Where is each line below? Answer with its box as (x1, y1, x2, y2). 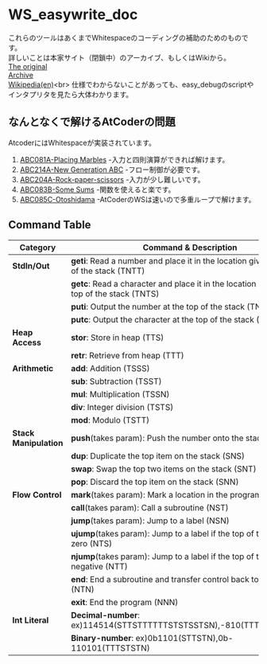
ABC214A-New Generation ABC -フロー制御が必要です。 (19, 165, 205, 174)
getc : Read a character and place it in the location (71, 278, 257, 289)
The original (8, 61, 48, 71)
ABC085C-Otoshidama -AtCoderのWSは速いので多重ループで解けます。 (19, 194, 256, 204)
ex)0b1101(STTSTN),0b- (135, 632, 234, 643)
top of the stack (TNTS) (71, 288, 160, 299)
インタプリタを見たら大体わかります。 (8, 89, 133, 99)
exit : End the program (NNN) (71, 596, 179, 607)
